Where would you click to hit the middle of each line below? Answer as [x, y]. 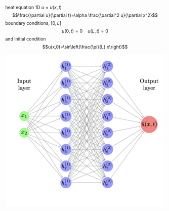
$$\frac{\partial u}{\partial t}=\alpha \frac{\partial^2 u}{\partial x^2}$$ [85, 15]
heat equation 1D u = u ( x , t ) [34, 7]
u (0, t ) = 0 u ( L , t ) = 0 [85, 31]
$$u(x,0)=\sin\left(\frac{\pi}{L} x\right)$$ [85, 47]
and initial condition [26, 39]
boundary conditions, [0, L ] [33, 23]
